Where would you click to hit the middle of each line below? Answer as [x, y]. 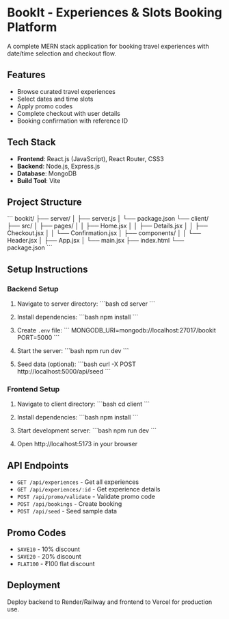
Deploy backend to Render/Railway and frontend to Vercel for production [110, 602]
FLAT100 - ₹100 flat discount [56, 563]
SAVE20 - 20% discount [49, 556]
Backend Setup [33, 289]
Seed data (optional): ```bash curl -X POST [77, 364]
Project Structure [44, 202]
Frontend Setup [33, 389]
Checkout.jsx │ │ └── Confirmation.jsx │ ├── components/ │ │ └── [104, 233]
